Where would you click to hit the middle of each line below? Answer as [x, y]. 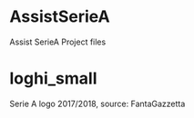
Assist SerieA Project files [58, 42]
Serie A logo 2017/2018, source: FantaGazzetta [97, 103]
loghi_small [53, 79]
